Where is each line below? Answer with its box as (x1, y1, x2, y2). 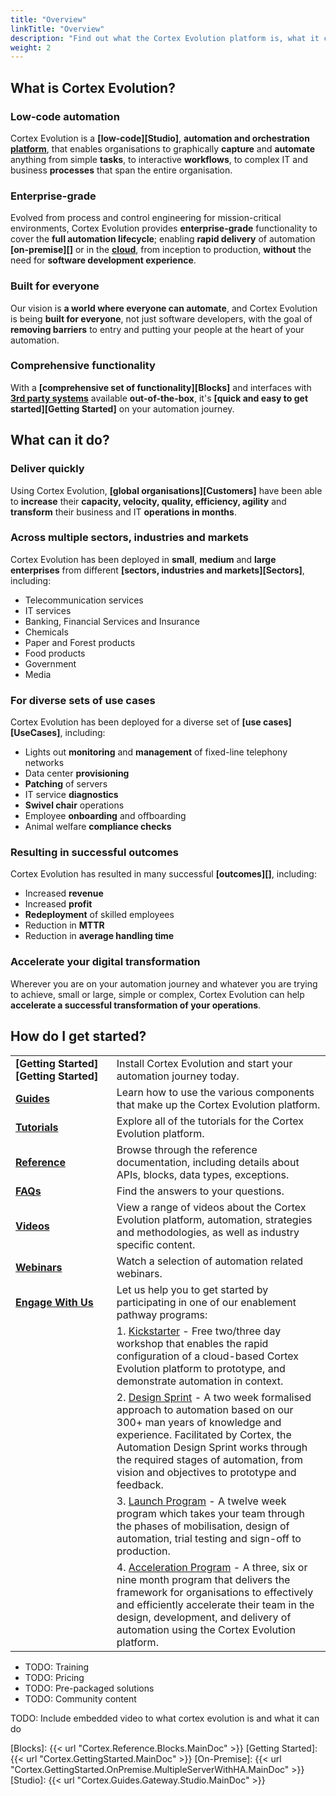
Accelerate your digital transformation (10, 955, 201, 969)
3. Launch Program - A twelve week (116, 1494, 287, 1508)
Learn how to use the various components (116, 1085, 315, 1099)
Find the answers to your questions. (116, 1184, 285, 1198)
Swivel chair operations (24, 799, 125, 811)
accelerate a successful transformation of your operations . (10, 999, 262, 1011)
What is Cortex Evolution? (10, 79, 176, 96)
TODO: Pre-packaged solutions (24, 1682, 155, 1694)
